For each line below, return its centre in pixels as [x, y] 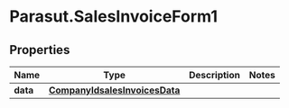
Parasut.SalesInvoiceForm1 [114, 17]
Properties [40, 50]
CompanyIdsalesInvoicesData [114, 90]
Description [215, 75]
